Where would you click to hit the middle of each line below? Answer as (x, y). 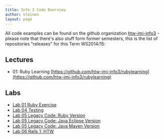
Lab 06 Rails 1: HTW (33, 131)
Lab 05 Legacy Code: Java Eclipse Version (56, 121)
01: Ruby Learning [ (32, 72)
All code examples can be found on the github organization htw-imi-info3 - (82, 33)
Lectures (19, 60)
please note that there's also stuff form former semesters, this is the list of (81, 38)
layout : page (19, 19)
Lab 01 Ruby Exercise (34, 105)
